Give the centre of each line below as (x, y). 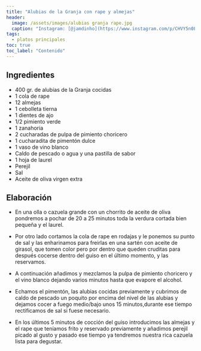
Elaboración (29, 198)
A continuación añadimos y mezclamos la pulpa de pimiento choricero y (103, 274)
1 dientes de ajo (34, 115)
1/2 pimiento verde (38, 121)
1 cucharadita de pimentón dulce (55, 140)
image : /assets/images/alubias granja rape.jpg (72, 23)
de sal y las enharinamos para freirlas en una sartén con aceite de (96, 243)
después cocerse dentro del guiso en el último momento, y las (92, 256)
